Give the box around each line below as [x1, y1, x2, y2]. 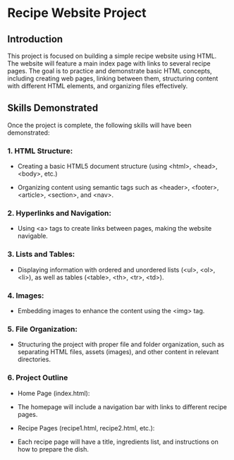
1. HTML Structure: [7, 146, 73, 156]
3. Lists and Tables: [7, 249, 75, 259]
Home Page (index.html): [17, 389, 90, 397]
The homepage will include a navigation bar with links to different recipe [17, 402, 228, 411]
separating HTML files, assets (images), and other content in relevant [17, 348, 219, 356]
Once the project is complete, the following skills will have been [7, 121, 192, 129]
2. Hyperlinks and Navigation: [7, 208, 111, 218]
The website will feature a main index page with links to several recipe [7, 59, 211, 68]
